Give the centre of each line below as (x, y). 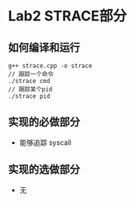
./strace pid (29, 96)
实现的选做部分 (44, 170)
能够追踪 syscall (45, 142)
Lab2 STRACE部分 (67, 16)
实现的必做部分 (44, 122)
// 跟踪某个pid (30, 89)
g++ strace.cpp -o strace (50, 66)
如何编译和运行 (44, 47)
